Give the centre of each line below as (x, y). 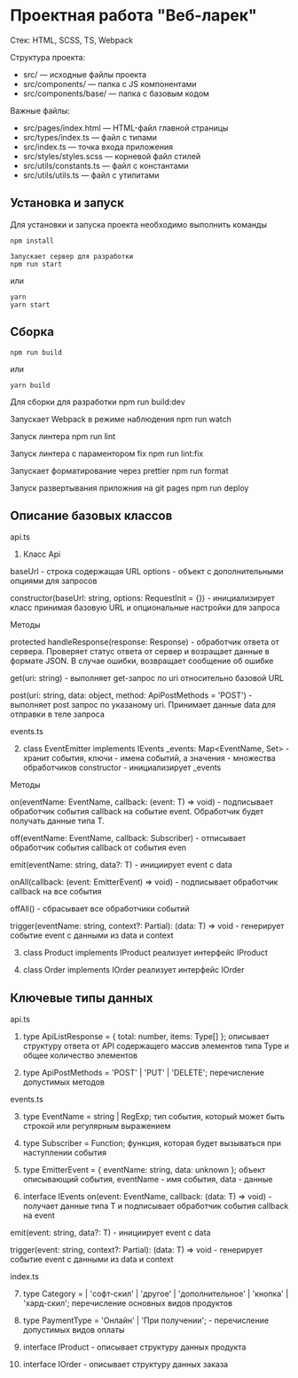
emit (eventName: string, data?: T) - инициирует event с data (122, 865)
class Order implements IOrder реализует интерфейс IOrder (133, 970)
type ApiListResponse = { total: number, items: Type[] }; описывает (146, 1037)
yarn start (30, 304)
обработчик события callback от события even (98, 848)
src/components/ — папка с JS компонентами (110, 84)
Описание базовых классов (91, 515)
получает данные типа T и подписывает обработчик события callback (156, 1206)
